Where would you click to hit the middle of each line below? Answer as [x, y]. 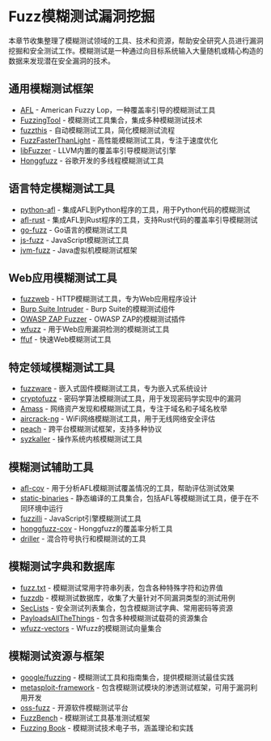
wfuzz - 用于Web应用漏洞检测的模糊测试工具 [95, 330]
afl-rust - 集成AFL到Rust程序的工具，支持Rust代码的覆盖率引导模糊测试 [139, 219]
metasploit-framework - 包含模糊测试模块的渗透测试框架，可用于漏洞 [135, 687]
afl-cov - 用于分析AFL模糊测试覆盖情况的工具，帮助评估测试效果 [127, 488]
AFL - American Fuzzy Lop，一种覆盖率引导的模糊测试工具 [118, 109]
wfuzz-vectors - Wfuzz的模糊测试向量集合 [91, 628]
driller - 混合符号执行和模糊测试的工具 [83, 539]
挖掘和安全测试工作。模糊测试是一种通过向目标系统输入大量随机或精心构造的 [136, 50]
